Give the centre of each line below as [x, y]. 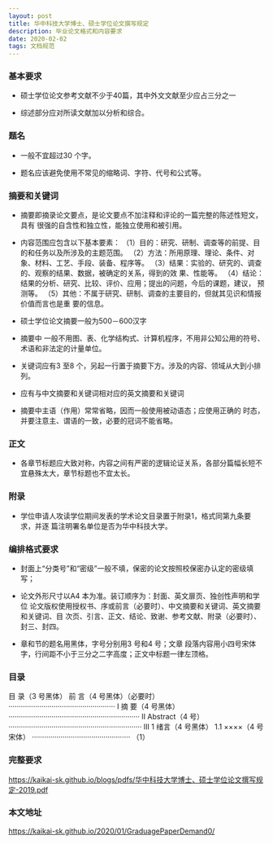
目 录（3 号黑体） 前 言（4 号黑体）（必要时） [84, 697]
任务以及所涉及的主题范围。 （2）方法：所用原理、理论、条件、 [141, 253]
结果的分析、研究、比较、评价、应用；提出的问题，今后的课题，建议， [138, 284]
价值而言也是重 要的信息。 [64, 304]
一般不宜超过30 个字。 [58, 155]
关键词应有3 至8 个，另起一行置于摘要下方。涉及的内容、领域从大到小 [137, 366]
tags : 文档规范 [32, 46]
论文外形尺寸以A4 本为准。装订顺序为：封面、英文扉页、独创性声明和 [136, 596]
